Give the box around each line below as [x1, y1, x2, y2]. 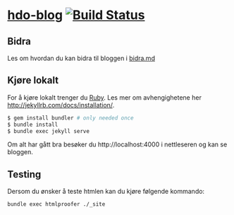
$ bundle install [7, 121, 58, 128]
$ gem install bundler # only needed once [7, 114, 134, 122]
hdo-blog [7, 7, 63, 23]
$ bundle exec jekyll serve [7, 127, 90, 134]
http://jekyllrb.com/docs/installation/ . [7, 100, 115, 109]
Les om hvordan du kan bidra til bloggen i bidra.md [7, 54, 155, 62]
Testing [7, 168, 42, 180]
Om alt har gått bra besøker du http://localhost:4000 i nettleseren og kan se [7, 140, 228, 149]
